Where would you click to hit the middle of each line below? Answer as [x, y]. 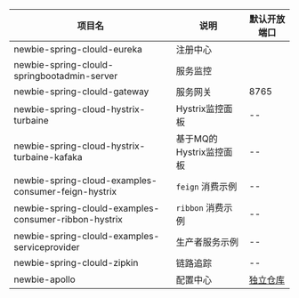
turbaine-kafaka [48, 157]
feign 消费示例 [206, 186]
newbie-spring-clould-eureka [78, 49]
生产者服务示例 [207, 242]
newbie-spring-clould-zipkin [76, 263]
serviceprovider [47, 247]
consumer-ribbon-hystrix [68, 219]
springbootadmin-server [66, 76]
